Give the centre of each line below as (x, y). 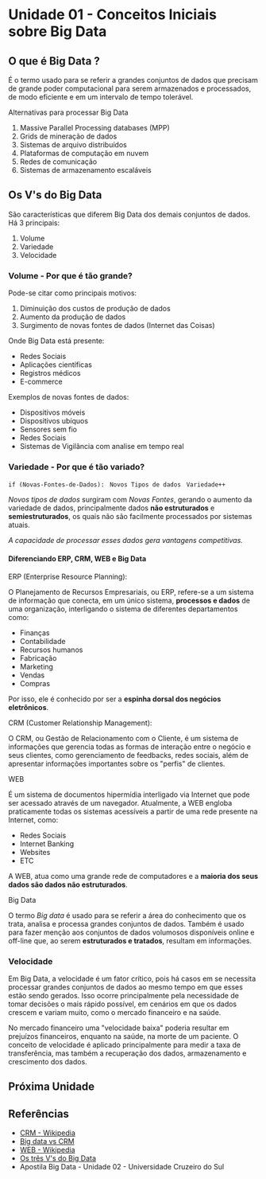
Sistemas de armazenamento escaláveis (86, 170)
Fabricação (38, 658)
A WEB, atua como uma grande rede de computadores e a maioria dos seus (133, 876)
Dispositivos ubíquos (54, 421)
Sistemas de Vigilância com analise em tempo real (102, 447)
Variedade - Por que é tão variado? (77, 467)
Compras (35, 683)
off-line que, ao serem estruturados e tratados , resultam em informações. (130, 940)
